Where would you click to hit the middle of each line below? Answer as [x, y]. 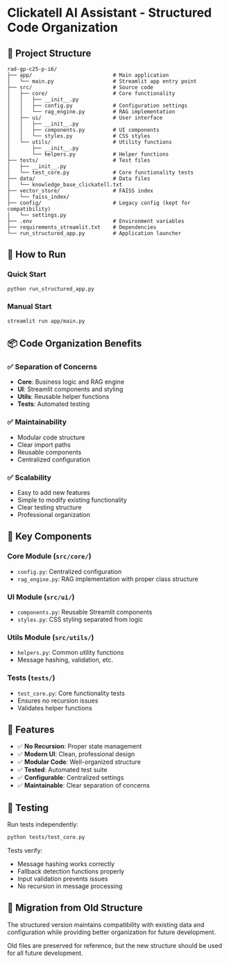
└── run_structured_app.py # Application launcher [94, 234]
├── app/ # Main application [88, 75]
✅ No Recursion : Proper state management [79, 746]
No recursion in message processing [70, 886]
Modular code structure [51, 437]
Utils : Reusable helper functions [63, 397]
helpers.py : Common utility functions [70, 653]
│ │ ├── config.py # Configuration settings [97, 106]
